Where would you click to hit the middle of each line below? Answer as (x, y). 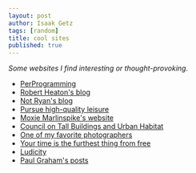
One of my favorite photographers (76, 135)
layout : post (30, 16)
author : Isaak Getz (41, 23)
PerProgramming (48, 84)
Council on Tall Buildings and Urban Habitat (92, 127)
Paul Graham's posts (54, 160)
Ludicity (33, 152)
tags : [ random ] (34, 30)
